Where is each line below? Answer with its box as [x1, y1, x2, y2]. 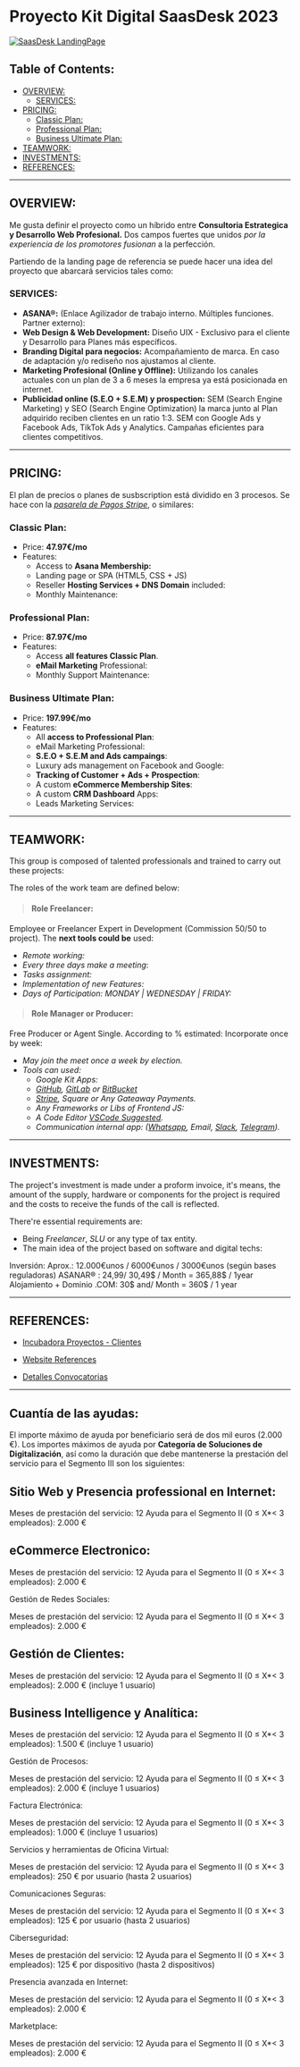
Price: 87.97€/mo [21, 632, 87, 643]
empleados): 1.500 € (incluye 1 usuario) [9, 1739, 154, 1750]
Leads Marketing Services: [35, 797, 135, 808]
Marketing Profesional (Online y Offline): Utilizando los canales [21, 365, 259, 375]
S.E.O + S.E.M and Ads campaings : [35, 750, 168, 761]
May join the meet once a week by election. [21, 1055, 183, 1066]
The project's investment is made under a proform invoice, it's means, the [9, 1179, 281, 1190]
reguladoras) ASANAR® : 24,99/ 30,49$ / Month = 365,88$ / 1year [9, 1270, 254, 1280]
